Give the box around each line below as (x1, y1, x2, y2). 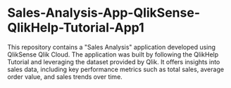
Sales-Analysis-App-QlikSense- (7, 5, 201, 21)
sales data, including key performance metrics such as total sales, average (7, 65, 224, 73)
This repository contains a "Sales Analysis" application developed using (7, 43, 216, 51)
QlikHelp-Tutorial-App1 (7, 20, 144, 36)
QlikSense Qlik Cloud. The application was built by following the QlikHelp (7, 50, 219, 59)
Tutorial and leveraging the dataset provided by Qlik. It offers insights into (7, 57, 220, 66)
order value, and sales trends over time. (7, 72, 123, 81)
